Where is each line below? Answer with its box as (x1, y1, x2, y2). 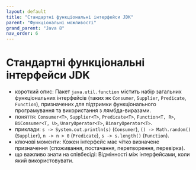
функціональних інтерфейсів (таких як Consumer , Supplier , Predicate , (14, 94, 187, 102)
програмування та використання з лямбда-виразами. (14, 107, 152, 114)
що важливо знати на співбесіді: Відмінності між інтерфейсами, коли (14, 151, 191, 158)
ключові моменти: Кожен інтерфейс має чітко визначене (14, 138, 160, 145)
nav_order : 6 (6, 31, 38, 37)
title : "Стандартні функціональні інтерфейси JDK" (6, 14, 134, 20)
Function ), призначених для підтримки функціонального (14, 101, 157, 108)
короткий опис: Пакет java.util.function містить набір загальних (14, 88, 182, 95)
